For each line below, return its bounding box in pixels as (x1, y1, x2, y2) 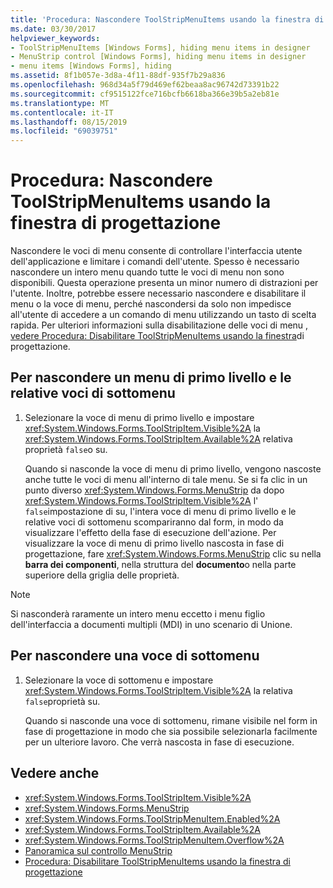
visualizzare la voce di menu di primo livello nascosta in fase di (24, 537, 285, 549)
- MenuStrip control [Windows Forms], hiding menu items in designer (10, 52, 307, 62)
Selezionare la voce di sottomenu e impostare (24, 674, 214, 686)
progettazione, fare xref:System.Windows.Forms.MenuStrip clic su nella (24, 547, 322, 560)
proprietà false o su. (24, 443, 108, 455)
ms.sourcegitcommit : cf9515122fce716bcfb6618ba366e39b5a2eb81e (10, 89, 280, 99)
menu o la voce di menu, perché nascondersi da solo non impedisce (10, 298, 292, 310)
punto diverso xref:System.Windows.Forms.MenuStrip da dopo (24, 484, 285, 496)
